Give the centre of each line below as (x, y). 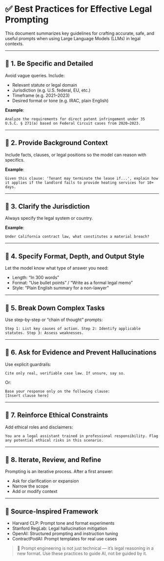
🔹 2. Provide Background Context (57, 143)
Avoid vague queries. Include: (35, 75)
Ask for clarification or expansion (45, 481)
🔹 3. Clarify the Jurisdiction (48, 206)
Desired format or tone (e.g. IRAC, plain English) (60, 100)
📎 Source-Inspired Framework (52, 511)
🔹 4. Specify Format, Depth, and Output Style (75, 256)
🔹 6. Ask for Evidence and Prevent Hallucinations (81, 353)
